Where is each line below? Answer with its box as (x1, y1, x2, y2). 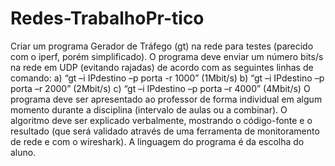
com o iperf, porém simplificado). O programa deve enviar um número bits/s (10, 50, 324, 62)
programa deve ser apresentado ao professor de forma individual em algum (10, 93, 323, 105)
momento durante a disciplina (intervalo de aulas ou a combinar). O (10, 103, 288, 116)
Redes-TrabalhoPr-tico (10, 7, 205, 30)
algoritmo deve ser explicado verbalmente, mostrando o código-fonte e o (10, 114, 313, 126)
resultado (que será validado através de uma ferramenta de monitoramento (10, 125, 320, 137)
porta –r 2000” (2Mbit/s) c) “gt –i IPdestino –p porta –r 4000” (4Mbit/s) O (10, 82, 311, 94)
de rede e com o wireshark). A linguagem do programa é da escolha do (10, 135, 305, 147)
